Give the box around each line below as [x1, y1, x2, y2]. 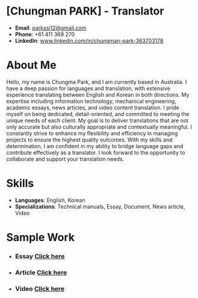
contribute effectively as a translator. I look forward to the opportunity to [6, 149, 185, 156]
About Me [6, 59, 57, 72]
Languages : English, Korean [14, 196, 85, 204]
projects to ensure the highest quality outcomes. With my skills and [6, 136, 173, 143]
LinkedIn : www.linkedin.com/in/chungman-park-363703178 [14, 37, 164, 44]
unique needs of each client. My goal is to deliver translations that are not [6, 117, 188, 124]
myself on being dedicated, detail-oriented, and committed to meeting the [6, 110, 190, 117]
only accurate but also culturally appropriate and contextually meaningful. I [6, 123, 193, 131]
